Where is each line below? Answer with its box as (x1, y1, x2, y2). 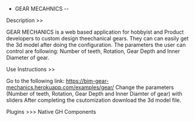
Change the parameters (115, 84, 174, 91)
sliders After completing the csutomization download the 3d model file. (6, 96, 182, 104)
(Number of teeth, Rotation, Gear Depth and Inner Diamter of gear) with (6, 90, 183, 97)
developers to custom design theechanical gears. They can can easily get (6, 35, 189, 42)
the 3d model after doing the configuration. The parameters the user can (6, 42, 186, 48)
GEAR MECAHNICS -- (14, 5, 69, 12)
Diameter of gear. (6, 54, 50, 61)
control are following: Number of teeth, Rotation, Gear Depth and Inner (6, 48, 181, 55)
